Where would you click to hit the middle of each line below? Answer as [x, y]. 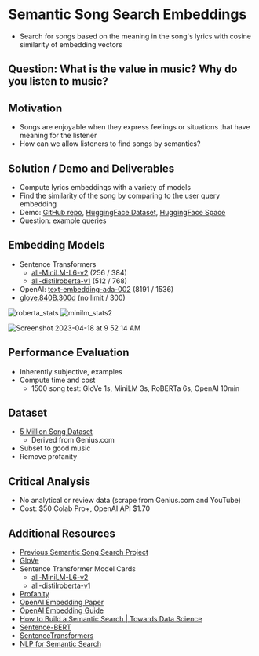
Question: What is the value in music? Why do [123, 69]
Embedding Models [57, 245]
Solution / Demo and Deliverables [91, 168]
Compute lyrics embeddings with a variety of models [105, 187]
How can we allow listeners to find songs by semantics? [110, 144]
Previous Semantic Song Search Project [84, 552]
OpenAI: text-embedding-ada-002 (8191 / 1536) [97, 289]
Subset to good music [55, 448]
